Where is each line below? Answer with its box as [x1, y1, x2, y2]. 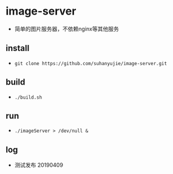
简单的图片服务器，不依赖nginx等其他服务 [14, 25, 119, 32]
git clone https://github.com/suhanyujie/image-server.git [14, 60, 168, 66]
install [5, 43, 30, 54]
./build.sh [14, 94, 42, 100]
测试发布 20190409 [14, 161, 63, 169]
